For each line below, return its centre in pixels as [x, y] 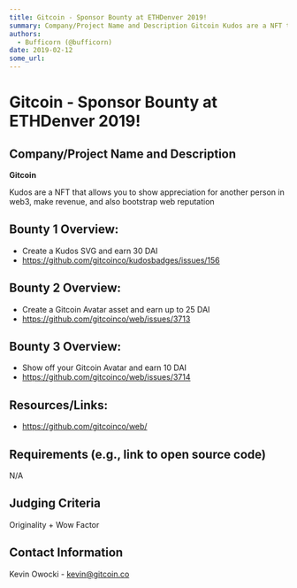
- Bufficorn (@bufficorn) [65, 42]
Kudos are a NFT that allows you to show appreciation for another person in [147, 192]
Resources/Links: [59, 405]
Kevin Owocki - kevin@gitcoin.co [69, 574]
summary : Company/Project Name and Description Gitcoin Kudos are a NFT [146, 26]
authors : [25, 34]
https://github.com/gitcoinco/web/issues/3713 [106, 319]
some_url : [27, 58]
